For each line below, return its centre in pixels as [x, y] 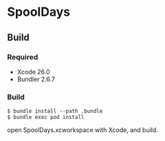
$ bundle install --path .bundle [55, 111]
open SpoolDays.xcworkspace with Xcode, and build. [82, 130]
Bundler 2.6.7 [36, 79]
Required [23, 57]
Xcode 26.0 [33, 72]
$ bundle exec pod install [46, 118]
